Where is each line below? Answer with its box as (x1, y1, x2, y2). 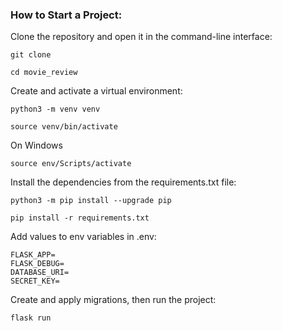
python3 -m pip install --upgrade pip (10, 196, 172, 206)
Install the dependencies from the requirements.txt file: (10, 176, 237, 188)
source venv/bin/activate (10, 122, 118, 132)
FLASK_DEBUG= (10, 259, 65, 269)
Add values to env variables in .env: (10, 231, 157, 243)
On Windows (10, 139, 63, 152)
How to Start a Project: (10, 8, 123, 22)
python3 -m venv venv (10, 104, 101, 115)
